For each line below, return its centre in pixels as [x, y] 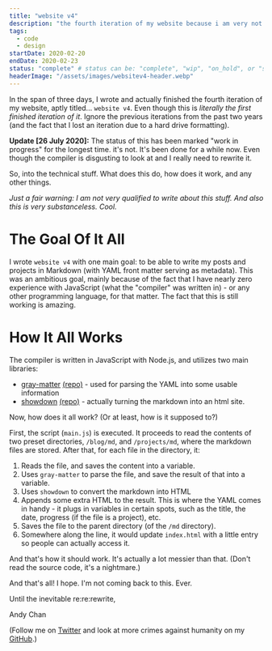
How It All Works [66, 337]
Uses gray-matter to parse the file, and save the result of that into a [133, 474]
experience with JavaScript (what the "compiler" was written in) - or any [130, 287]
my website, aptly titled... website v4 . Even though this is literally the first [130, 108]
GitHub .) [23, 638]
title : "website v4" [44, 16]
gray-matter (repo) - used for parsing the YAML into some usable [129, 384]
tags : [18, 31]
